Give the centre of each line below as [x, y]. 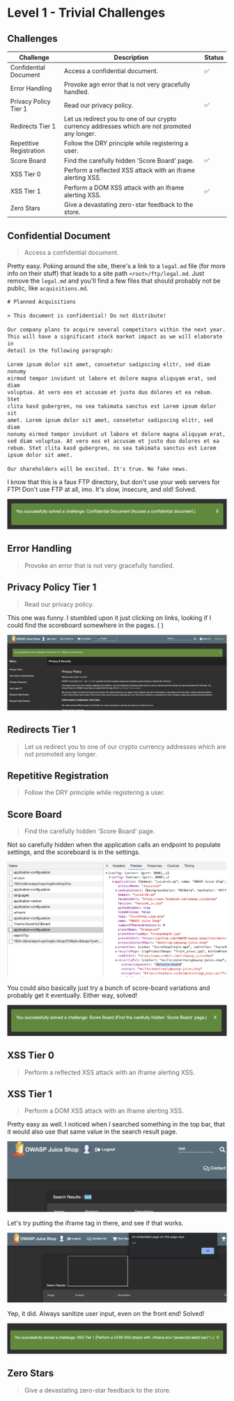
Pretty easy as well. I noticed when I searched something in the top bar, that [116, 1124]
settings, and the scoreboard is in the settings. [74, 852]
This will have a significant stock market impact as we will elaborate [115, 337]
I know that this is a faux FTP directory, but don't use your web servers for [114, 482]
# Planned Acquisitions [42, 302]
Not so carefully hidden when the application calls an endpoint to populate [114, 845]
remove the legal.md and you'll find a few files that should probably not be [114, 281]
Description [131, 57]
